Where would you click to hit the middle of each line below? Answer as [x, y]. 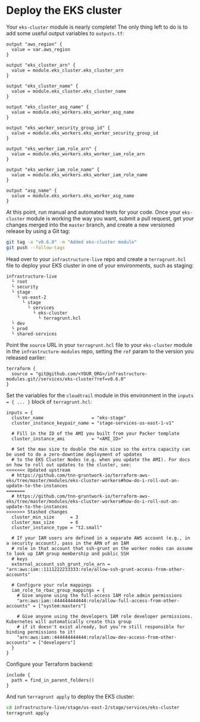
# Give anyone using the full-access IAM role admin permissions [100, 595]
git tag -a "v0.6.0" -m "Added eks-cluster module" [71, 242]
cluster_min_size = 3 [45, 517]
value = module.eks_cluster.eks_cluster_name [69, 91]
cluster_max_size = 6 [45, 522]
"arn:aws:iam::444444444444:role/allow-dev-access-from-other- [97, 637]
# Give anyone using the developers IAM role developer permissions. [105, 616]
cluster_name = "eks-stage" [69, 418]
